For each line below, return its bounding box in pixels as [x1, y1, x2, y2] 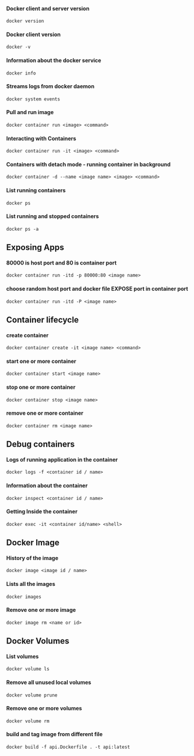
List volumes [6, 653, 39, 660]
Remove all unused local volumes [6, 679, 91, 686]
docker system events [6, 96, 61, 102]
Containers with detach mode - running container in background [6, 160, 171, 168]
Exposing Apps [6, 242, 64, 252]
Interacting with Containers [6, 135, 76, 142]
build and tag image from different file [6, 731, 103, 738]
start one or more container [6, 358, 76, 365]
